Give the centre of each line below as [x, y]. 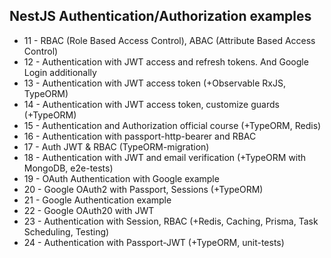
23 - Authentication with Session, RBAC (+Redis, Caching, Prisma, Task [171, 221]
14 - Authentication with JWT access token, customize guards [151, 104]
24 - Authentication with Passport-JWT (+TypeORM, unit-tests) [154, 242]
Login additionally [60, 72]
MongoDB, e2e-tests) [68, 168]
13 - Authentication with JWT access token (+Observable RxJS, [155, 83]
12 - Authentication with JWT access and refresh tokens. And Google [166, 61]
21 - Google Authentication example [97, 200]
